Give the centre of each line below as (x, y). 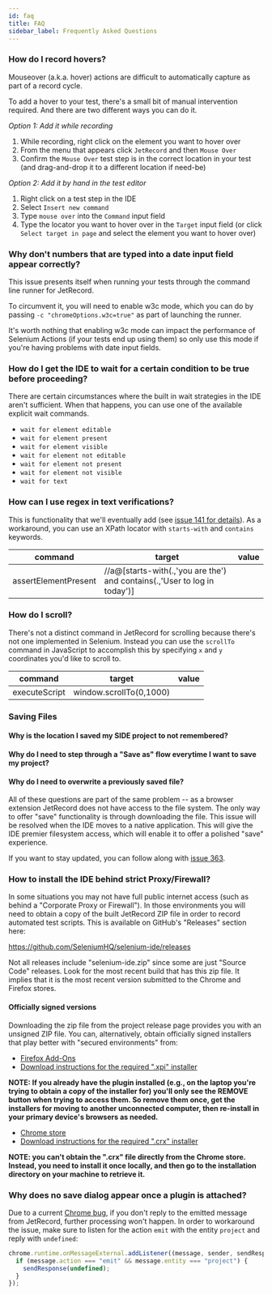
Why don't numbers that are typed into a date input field (121, 254)
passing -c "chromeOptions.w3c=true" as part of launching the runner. (125, 314)
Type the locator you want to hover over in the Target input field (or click (141, 224)
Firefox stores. (32, 989)
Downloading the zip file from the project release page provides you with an (135, 1025)
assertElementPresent (55, 580)
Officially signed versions (53, 1007)
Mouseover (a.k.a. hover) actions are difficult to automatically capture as (130, 77)
